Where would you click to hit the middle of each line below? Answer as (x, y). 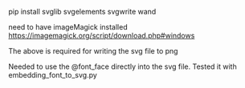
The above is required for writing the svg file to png (93, 51)
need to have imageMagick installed (68, 27)
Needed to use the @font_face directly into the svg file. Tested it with (122, 66)
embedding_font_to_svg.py (53, 75)
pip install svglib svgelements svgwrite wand (82, 12)
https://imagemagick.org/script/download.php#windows (102, 36)
